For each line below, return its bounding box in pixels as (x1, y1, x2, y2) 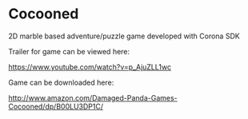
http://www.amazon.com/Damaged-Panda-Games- (8, 93, 178, 102)
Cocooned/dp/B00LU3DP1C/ (8, 101, 104, 111)
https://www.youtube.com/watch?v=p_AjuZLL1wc (8, 61, 172, 72)
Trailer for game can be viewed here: (8, 46, 130, 56)
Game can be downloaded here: (8, 77, 114, 87)
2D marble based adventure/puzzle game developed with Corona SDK (8, 31, 240, 41)
